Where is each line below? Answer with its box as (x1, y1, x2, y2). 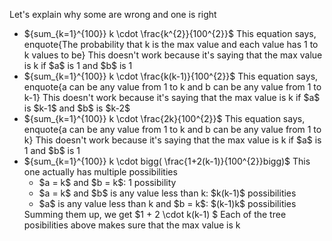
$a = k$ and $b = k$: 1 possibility (38, 177, 177, 188)
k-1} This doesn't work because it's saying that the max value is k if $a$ (23, 92, 321, 103)
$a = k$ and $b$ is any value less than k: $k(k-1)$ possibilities (38, 187, 297, 199)
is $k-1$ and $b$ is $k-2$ (23, 102, 131, 114)
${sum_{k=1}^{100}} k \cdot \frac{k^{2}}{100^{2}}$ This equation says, (23, 28, 317, 39)
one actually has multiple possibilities (23, 166, 178, 178)
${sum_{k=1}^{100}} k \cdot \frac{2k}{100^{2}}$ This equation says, (23, 113, 306, 124)
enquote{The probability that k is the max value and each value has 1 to (23, 39, 319, 50)
